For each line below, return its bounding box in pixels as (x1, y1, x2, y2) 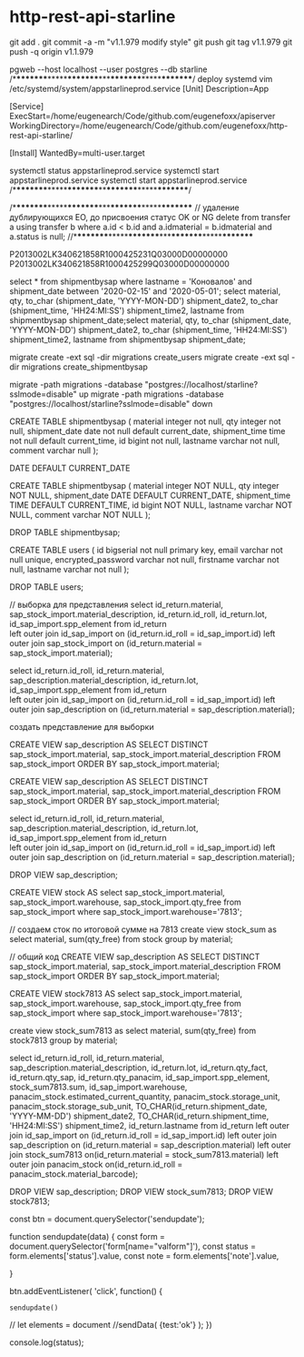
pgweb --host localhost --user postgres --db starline (9, 64, 208, 75)
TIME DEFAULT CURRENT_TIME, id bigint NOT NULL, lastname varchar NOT (9, 499, 293, 511)
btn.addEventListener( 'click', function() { (9, 1285, 163, 1296)
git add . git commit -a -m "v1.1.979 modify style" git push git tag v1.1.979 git (9, 36, 293, 47)
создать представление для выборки (9, 721, 154, 732)
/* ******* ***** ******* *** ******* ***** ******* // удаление (9, 202, 240, 213)
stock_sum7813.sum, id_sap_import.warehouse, (9, 1081, 188, 1092)
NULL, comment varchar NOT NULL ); (9, 509, 152, 520)
